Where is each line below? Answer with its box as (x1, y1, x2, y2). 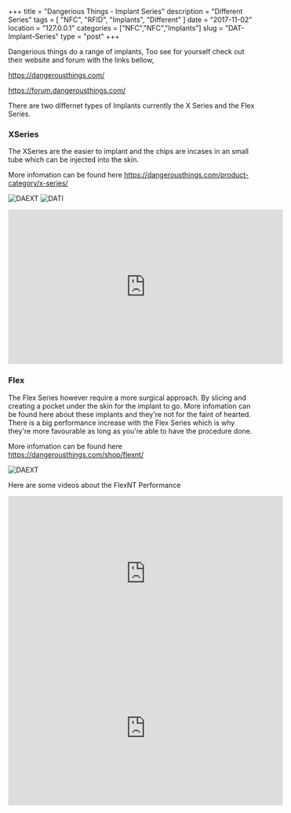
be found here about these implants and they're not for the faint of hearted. (8, 409, 251, 419)
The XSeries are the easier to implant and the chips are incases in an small (8, 147, 249, 156)
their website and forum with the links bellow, (8, 55, 155, 64)
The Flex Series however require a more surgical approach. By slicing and (8, 393, 247, 402)
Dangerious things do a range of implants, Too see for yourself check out (8, 47, 245, 56)
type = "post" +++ (60, 31, 120, 41)
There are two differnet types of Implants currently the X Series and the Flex (8, 101, 255, 110)
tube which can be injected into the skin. (8, 155, 140, 164)
